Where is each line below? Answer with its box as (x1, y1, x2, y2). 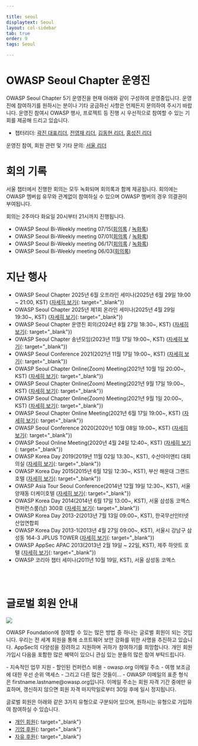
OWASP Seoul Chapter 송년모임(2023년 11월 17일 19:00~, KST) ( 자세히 (14, 335, 183, 343)
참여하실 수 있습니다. (12, 705, 60, 713)
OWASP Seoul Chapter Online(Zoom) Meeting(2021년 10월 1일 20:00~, (14, 365, 186, 372)
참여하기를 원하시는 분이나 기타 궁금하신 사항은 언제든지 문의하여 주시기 (17, 102, 181, 109)
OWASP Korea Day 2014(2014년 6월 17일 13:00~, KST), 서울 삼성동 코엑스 (14, 497, 190, 504)
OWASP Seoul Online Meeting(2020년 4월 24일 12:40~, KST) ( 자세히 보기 (14, 439, 191, 446)
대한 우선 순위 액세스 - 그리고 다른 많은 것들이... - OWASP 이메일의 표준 (12, 671, 177, 678)
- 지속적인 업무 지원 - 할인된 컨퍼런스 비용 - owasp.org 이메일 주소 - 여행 (6, 663, 175, 670)
